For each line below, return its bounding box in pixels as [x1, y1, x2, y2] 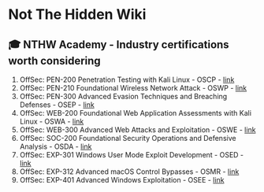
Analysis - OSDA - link [19, 142, 92, 151]
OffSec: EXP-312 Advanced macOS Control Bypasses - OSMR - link [19, 167, 240, 176]
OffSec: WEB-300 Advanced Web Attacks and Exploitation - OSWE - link [19, 125, 256, 135]
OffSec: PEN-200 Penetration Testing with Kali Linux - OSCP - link [19, 75, 235, 84]
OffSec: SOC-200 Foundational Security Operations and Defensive [19, 134, 236, 142]
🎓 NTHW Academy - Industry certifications [8, 38, 230, 51]
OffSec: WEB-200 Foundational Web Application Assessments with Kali [19, 109, 252, 117]
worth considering [8, 54, 101, 68]
